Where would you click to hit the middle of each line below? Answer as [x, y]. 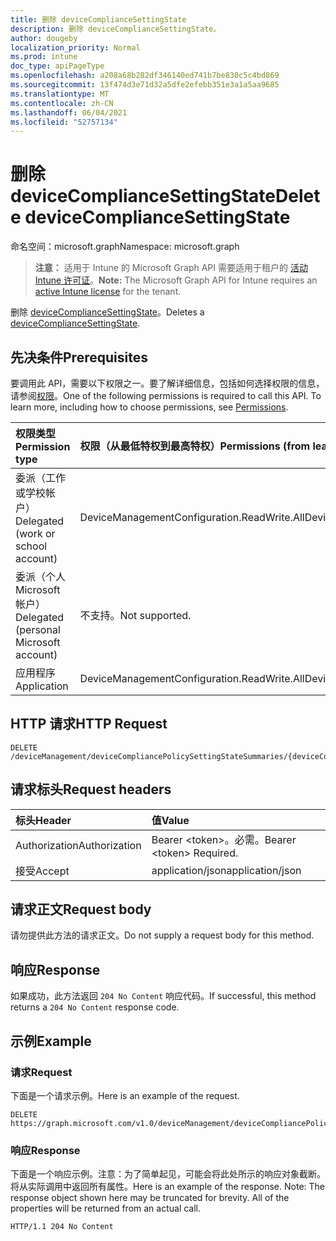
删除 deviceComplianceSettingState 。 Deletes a [107, 312]
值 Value [170, 820]
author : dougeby [44, 38]
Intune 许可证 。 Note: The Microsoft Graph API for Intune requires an [176, 280]
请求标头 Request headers [91, 789]
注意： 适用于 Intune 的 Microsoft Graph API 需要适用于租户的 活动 [171, 268]
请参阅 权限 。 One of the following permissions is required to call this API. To [166, 395]
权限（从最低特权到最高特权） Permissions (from [195, 446]
